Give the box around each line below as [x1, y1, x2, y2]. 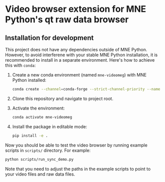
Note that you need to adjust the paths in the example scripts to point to [5, 166, 151, 172]
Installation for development [5, 34, 94, 42]
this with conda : [5, 63, 36, 68]
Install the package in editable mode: [12, 123, 87, 129]
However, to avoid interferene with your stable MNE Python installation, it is [5, 52, 158, 58]
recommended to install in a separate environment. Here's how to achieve [5, 57, 155, 63]
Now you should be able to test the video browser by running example [5, 142, 148, 148]
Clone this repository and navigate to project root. [12, 95, 113, 102]
